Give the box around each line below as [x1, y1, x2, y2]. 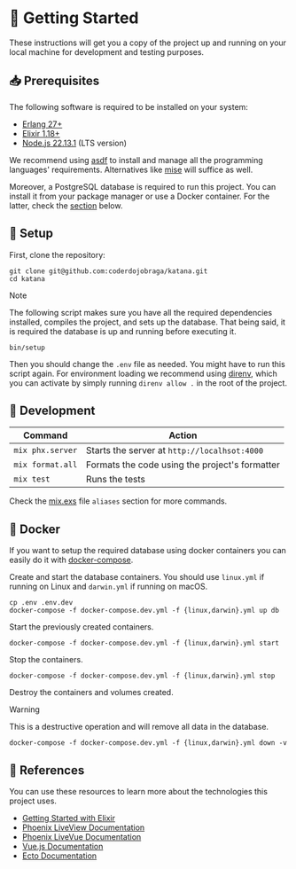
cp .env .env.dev [9, 599, 74, 607]
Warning [9, 704, 40, 715]
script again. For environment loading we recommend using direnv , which [9, 368, 277, 379]
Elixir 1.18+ [21, 128, 60, 138]
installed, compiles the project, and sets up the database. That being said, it [9, 317, 286, 327]
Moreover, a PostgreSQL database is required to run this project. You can [9, 181, 277, 192]
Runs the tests [85, 474, 146, 486]
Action [168, 429, 198, 442]
